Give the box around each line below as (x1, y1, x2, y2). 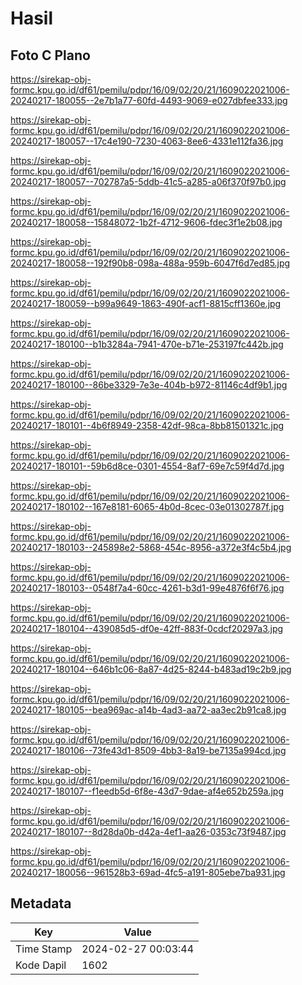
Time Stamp (15, 942, 73, 956)
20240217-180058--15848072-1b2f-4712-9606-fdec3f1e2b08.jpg (10, 217, 283, 228)
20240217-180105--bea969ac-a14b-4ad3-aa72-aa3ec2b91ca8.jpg (10, 704, 287, 716)
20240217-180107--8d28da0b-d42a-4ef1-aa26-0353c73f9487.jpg (10, 826, 287, 837)
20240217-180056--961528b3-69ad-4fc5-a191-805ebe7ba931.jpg (10, 867, 286, 878)
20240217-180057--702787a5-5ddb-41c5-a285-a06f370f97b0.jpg (10, 176, 287, 187)
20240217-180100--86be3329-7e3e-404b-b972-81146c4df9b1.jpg (10, 379, 288, 391)
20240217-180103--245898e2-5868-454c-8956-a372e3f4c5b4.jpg (10, 542, 292, 553)
